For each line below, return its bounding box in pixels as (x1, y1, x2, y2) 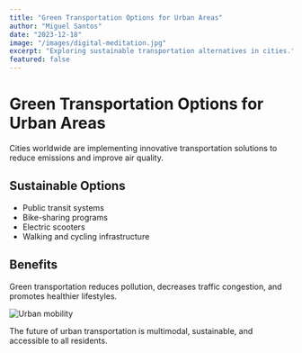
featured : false (9, 55, 70, 64)
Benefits (9, 258, 58, 273)
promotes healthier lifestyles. (9, 290, 118, 302)
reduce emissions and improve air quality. (9, 152, 164, 163)
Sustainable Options (9, 178, 126, 194)
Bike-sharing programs (22, 212, 108, 222)
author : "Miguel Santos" (9, 22, 102, 31)
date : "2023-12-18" (9, 30, 83, 39)
